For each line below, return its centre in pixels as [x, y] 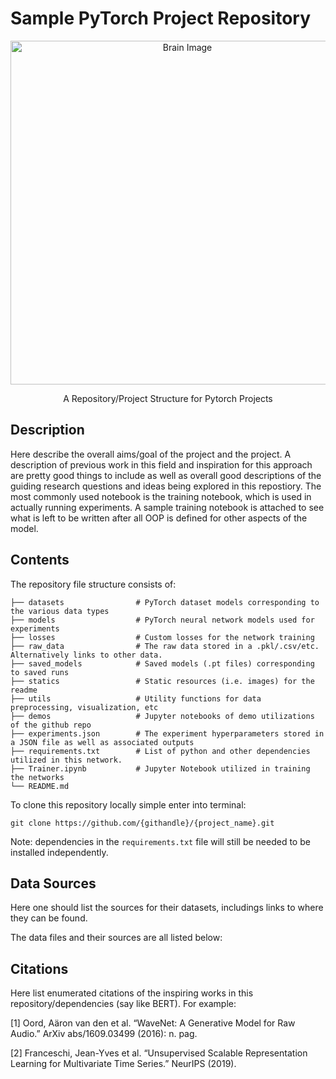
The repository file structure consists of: [93, 584]
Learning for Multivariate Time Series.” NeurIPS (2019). [123, 1064]
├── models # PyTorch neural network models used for [162, 620]
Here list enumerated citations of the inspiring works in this [132, 993]
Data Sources [53, 883]
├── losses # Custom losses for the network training [162, 637]
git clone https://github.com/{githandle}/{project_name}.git [142, 823]
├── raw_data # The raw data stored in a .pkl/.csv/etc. [165, 646]
